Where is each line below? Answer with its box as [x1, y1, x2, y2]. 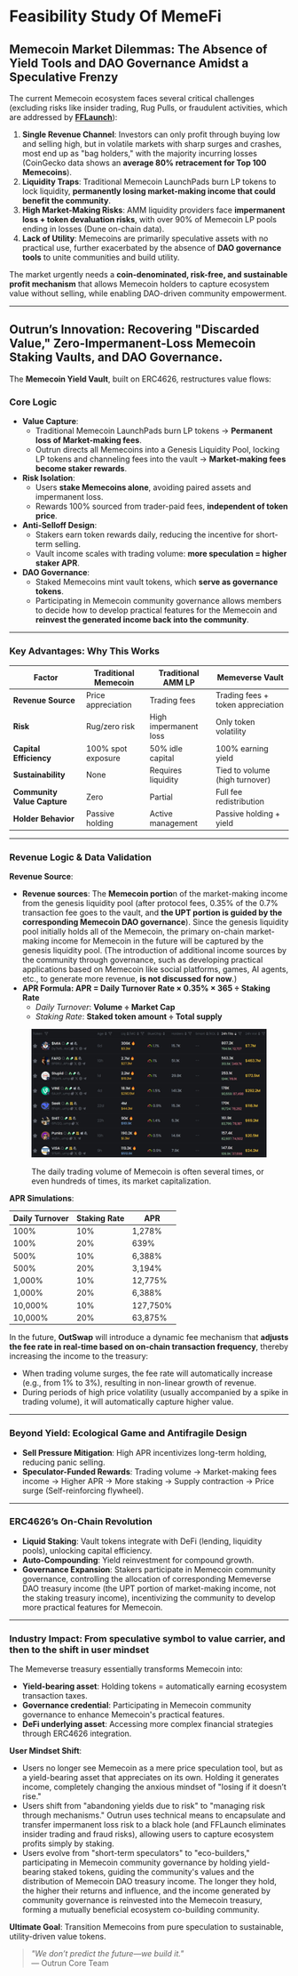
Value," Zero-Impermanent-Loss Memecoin [9, 336, 256, 351]
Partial [149, 791, 173, 802]
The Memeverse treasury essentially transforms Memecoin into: [9, 1664, 243, 1675]
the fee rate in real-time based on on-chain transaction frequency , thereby [9, 1341, 289, 1353]
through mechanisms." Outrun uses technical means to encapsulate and [21, 1810, 286, 1820]
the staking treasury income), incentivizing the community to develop [21, 1592, 276, 1602]
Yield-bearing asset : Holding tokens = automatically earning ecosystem [21, 1681, 287, 1691]
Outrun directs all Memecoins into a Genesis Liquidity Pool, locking [35, 445, 280, 455]
